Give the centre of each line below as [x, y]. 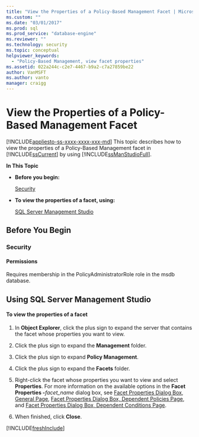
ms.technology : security [37, 45]
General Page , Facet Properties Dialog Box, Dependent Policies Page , [99, 399]
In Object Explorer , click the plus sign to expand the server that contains [103, 328]
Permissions [22, 261]
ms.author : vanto [28, 78]
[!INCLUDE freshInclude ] [36, 428]
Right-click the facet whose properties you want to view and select [96, 380]
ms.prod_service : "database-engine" [51, 34]
